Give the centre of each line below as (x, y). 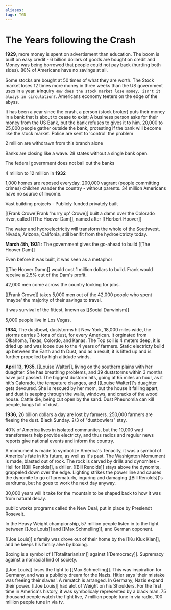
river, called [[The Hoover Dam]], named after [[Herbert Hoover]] (74, 219)
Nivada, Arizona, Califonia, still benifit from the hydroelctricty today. (76, 234)
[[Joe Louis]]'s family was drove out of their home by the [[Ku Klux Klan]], (83, 539)
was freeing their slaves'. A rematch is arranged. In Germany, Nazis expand (84, 580)
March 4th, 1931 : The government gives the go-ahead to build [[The (78, 244)
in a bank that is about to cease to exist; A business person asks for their (82, 117)
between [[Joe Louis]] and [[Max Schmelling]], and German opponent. (79, 529)
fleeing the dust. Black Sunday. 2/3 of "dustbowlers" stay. (66, 420)
